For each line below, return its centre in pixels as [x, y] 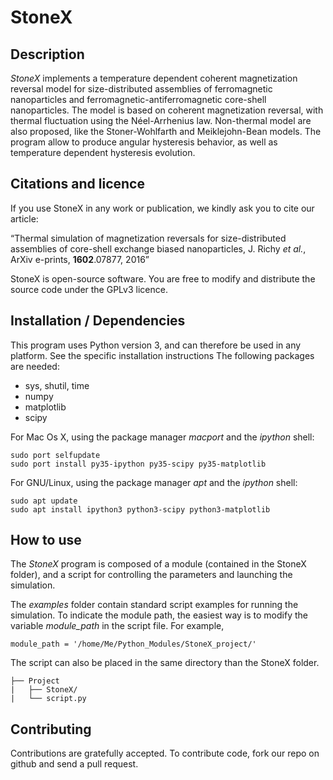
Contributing [51, 729]
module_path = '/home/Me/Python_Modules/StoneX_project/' [133, 644]
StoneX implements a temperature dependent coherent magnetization [154, 78]
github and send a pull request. [74, 764]
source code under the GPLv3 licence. [89, 289]
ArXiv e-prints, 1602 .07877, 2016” [80, 259]
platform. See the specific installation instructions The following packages [162, 355]
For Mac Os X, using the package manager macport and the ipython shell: [162, 437]
